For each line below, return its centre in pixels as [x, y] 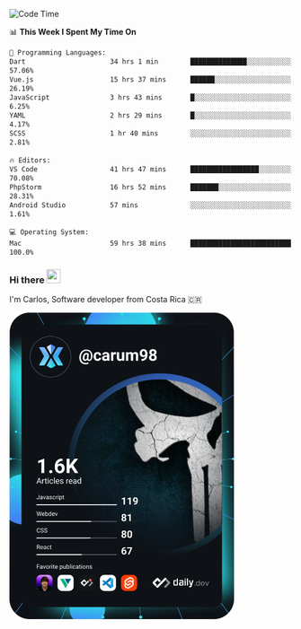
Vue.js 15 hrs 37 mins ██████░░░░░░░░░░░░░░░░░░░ [150, 80]
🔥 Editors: [30, 161]
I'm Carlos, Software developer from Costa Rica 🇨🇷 [106, 300]
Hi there [27, 280]
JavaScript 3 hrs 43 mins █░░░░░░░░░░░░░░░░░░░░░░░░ [150, 98]
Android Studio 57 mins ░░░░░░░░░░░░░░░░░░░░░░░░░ [150, 205]
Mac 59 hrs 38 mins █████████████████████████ [150, 243]
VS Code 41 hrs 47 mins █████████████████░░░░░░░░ [150, 170]
